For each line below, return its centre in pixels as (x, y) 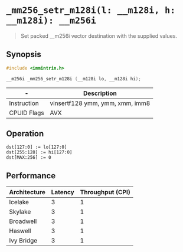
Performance (31, 176)
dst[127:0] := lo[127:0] (37, 147)
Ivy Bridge (23, 241)
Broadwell (23, 221)
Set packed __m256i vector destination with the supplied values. (99, 36)
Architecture (27, 192)
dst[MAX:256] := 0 (29, 158)
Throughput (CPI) (105, 192)
